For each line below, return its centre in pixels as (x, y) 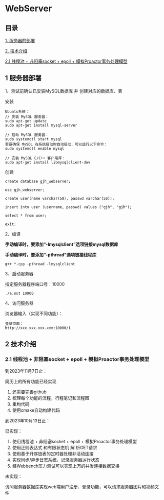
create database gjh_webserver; (38, 181)
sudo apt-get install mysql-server (41, 125)
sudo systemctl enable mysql (35, 148)
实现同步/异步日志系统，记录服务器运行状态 (56, 460)
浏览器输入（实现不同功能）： (34, 313)
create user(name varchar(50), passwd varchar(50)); (60, 198)
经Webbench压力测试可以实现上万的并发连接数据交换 (66, 466)
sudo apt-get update (26, 121)
